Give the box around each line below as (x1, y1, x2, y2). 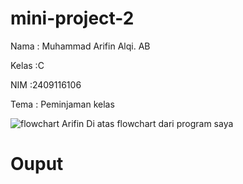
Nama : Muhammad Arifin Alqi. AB (10, 40, 151, 52)
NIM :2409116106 (10, 78, 82, 91)
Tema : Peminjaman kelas (10, 98, 115, 110)
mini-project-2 (10, 7, 135, 30)
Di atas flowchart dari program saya (86, 117, 234, 129)
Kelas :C (10, 59, 45, 71)
